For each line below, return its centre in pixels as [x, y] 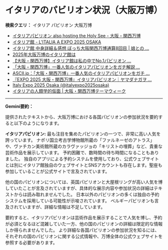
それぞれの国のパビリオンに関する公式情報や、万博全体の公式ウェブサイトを [84, 236]
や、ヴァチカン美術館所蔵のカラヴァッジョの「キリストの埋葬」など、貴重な [84, 146]
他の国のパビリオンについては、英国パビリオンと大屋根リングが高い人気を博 [84, 182]
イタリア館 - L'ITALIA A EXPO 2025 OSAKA [57, 42]
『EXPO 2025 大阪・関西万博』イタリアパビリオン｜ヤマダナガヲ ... [82, 79]
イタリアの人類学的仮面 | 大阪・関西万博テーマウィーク [69, 91]
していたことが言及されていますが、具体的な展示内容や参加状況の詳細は [79, 188]
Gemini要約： [19, 106]
